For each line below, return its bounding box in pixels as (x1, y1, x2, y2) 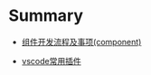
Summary (8, 5, 83, 26)
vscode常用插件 (21, 55, 82, 66)
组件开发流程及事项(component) (21, 36, 142, 47)
